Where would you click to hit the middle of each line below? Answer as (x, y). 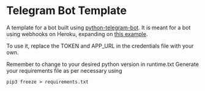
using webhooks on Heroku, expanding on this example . (77, 34)
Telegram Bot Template (67, 11)
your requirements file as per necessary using (64, 70)
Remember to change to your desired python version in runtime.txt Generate (102, 64)
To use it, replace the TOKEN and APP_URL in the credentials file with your (100, 46)
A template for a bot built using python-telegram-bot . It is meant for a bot (99, 27)
